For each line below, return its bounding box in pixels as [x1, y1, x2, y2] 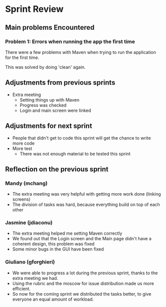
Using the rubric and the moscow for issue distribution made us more [12, 280, 155, 286]
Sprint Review [5, 3, 64, 15]
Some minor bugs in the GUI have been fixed [12, 246, 104, 252]
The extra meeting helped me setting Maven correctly [12, 230, 122, 236]
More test [12, 145, 32, 152]
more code [12, 140, 35, 146]
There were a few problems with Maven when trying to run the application [5, 49, 156, 55]
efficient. [12, 286, 31, 292]
